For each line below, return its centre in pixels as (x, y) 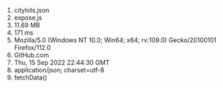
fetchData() (31, 77)
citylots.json (32, 10)
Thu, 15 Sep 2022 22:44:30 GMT (62, 62)
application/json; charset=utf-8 (59, 70)
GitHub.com (31, 55)
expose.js (28, 18)
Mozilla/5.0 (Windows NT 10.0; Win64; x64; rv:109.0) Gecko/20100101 (115, 40)
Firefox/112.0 (32, 48)
